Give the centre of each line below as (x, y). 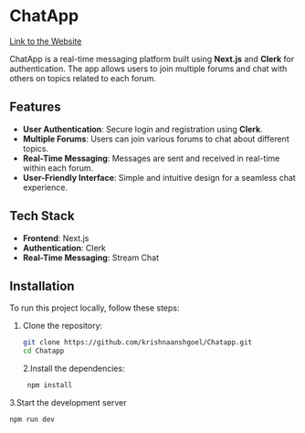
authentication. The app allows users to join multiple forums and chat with (148, 69)
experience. (45, 187)
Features (35, 107)
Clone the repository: (63, 326)
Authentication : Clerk (64, 248)
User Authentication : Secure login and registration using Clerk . (142, 129)
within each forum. (58, 168)
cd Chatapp (43, 351)
